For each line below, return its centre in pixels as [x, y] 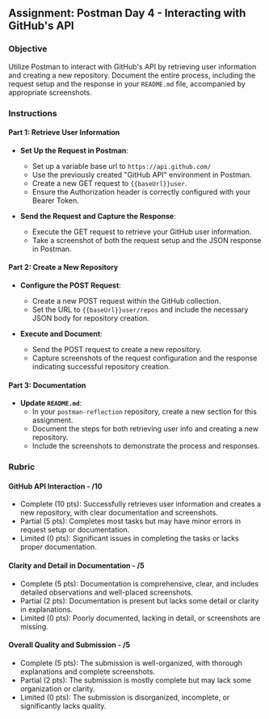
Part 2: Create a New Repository [63, 267]
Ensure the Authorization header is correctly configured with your [141, 191]
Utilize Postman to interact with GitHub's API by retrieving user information [132, 66]
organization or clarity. [57, 688]
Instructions [33, 113]
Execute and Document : [61, 334]
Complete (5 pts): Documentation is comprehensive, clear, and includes [139, 583]
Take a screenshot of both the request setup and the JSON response [147, 240]
